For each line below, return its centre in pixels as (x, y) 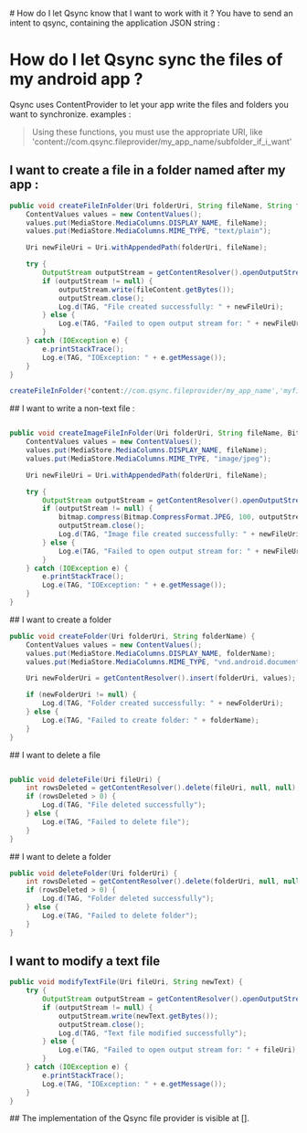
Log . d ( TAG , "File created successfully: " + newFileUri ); (171, 307)
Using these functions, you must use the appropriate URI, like (147, 132)
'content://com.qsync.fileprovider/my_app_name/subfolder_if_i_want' (162, 142)
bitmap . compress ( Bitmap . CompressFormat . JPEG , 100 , (157, 517)
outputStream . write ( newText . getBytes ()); (138, 1016)
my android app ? (76, 79)
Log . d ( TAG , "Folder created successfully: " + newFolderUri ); (163, 704)
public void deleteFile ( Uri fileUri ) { (85, 779)
